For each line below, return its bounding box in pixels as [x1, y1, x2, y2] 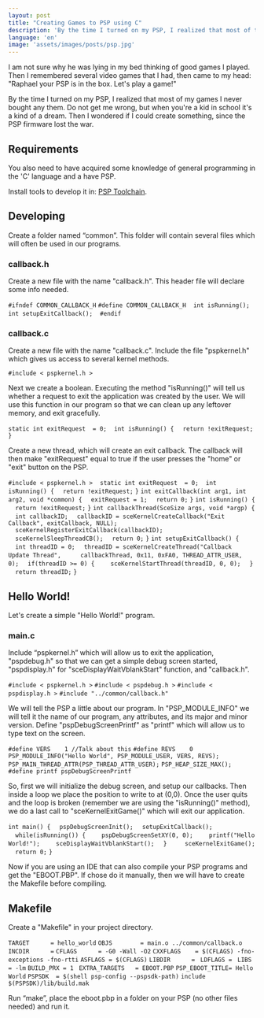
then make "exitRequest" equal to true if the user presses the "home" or [8, 454, 241, 464]
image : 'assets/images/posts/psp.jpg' [8, 41, 135, 49]
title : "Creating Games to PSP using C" [8, 19, 143, 27]
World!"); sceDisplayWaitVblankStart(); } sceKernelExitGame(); [8, 840, 255, 848]
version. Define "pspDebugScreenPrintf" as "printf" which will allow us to [8, 720, 245, 730]
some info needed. [8, 285, 69, 294]
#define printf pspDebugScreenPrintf [8, 768, 132, 776]
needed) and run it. [8, 1001, 71, 1012]
